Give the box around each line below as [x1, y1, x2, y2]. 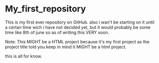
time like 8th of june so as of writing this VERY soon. [5, 29, 110, 35]
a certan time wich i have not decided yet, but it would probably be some [5, 24, 151, 30]
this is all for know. [5, 53, 42, 59]
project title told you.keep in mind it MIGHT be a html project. [5, 44, 127, 50]
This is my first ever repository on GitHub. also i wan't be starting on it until [5, 19, 155, 25]
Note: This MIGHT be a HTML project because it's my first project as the [5, 38, 150, 44]
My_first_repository [5, 3, 86, 14]
